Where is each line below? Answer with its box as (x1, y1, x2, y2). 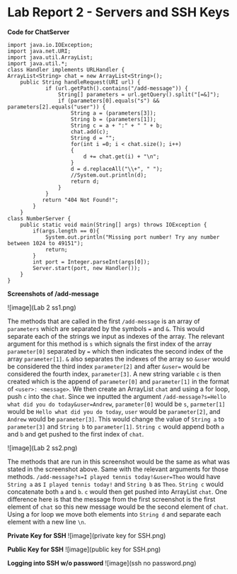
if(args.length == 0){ (33, 227, 100, 235)
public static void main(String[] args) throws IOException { (20, 221, 207, 228)
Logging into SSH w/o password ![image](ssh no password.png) (7, 558, 197, 567)
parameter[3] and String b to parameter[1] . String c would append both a (7, 422, 225, 431)
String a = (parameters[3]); (70, 109, 157, 117)
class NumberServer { (7, 215, 71, 222)
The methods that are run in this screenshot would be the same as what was (7, 457, 230, 466)
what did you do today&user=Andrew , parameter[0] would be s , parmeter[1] (7, 400, 226, 408)
